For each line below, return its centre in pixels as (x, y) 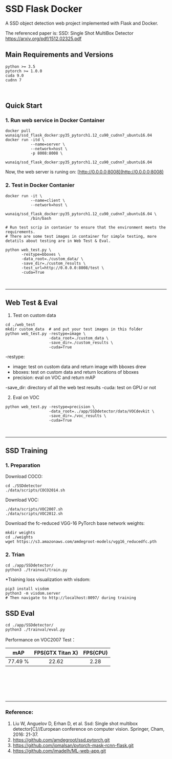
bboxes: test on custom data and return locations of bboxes (76, 372)
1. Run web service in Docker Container (55, 120)
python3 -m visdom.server (33, 593)
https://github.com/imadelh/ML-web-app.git (59, 751)
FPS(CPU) (95, 653)
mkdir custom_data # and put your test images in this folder (74, 329)
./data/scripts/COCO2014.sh (35, 490)
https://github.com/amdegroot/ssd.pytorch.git (61, 739)
